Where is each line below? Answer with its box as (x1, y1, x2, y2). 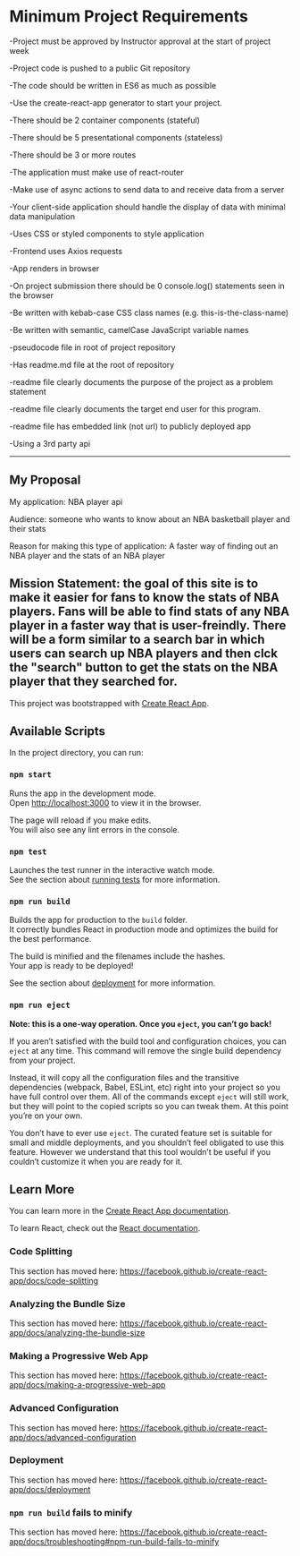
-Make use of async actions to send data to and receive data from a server (9, 184, 285, 194)
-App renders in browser (9, 262, 100, 274)
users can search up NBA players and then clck (9, 646, 279, 662)
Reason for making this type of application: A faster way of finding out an (9, 540, 279, 551)
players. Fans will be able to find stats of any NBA (9, 604, 290, 620)
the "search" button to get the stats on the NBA (9, 660, 279, 675)
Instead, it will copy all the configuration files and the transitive (9, 1072, 239, 1082)
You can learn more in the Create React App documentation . (9, 1206, 231, 1217)
